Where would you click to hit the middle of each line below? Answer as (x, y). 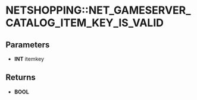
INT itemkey (29, 59)
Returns (21, 78)
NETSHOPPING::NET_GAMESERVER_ (98, 10)
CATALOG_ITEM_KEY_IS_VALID (85, 23)
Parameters (28, 45)
